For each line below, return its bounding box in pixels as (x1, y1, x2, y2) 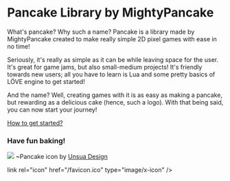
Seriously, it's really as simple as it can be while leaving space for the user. (7, 55, 218, 63)
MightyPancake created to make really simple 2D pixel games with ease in (7, 34, 218, 43)
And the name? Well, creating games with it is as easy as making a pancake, (7, 91, 223, 99)
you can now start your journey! (7, 105, 97, 114)
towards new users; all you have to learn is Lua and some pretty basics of (7, 70, 216, 78)
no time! (7, 42, 31, 50)
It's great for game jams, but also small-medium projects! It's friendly (7, 63, 203, 71)
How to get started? (7, 118, 63, 127)
